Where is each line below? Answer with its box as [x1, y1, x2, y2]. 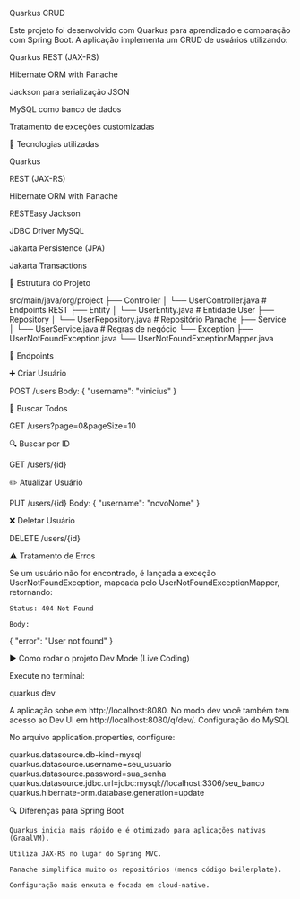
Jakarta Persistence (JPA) [9, 243, 106, 254]
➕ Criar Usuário [9, 367, 67, 378]
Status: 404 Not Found [9, 604, 94, 613]
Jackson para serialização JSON [9, 87, 130, 97]
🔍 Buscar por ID [9, 438, 70, 449]
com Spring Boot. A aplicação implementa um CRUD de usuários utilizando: [9, 35, 288, 45]
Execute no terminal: [9, 670, 85, 680]
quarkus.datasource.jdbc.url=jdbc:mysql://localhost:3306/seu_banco [9, 778, 265, 788]
